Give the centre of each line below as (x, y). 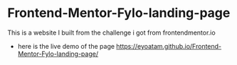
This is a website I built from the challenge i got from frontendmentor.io (111, 32)
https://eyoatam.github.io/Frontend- (169, 46)
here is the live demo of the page (66, 46)
